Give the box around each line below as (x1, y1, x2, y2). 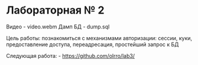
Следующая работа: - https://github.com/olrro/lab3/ (6, 52, 135, 59)
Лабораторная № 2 (6, 4, 105, 17)
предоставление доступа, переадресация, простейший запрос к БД (6, 41, 179, 48)
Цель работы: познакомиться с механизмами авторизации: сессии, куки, (6, 34, 193, 41)
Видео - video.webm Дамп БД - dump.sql (6, 23, 110, 30)
